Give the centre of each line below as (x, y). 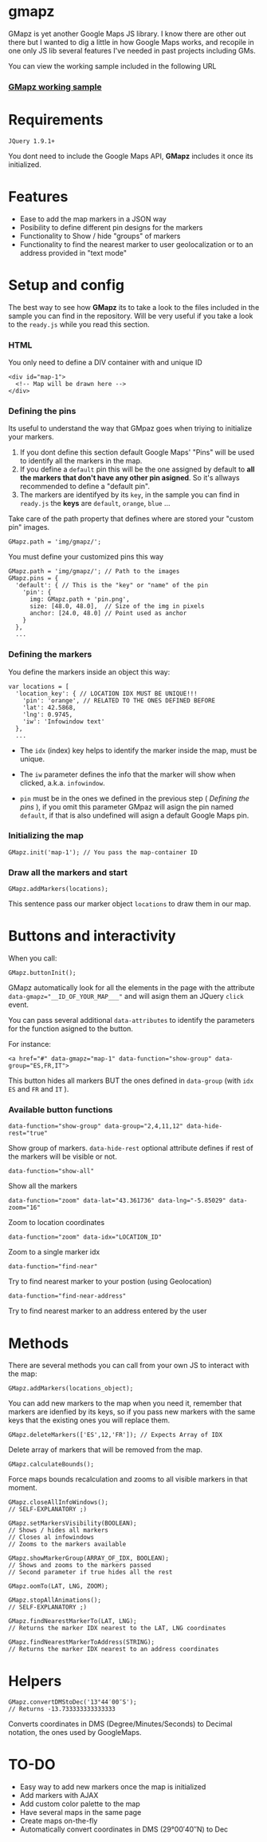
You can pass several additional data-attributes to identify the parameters (132, 1020)
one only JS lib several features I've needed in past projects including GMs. (132, 50)
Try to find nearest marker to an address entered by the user (108, 1311)
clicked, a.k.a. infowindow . (62, 782)
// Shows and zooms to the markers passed (80, 1566)
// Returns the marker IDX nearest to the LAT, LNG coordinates (117, 1629)
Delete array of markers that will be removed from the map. (106, 1450)
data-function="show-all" (51, 1172)
